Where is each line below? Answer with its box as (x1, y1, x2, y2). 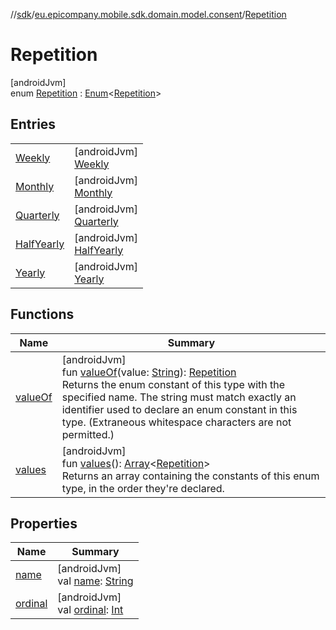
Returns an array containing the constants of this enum (61, 469, 320, 483)
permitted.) (61, 427, 115, 441)
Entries (10, 116, 57, 133)
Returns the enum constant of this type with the (61, 377, 286, 391)
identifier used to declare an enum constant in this (61, 402, 298, 416)
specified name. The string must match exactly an (61, 390, 297, 404)
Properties (10, 515, 78, 532)
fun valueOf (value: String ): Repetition (61, 365, 237, 379)
